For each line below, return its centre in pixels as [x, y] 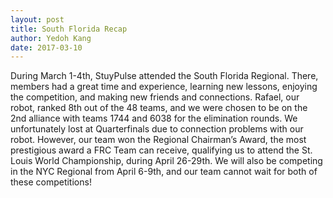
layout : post [37, 19]
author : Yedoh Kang [51, 38]
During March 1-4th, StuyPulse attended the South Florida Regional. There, [164, 76]
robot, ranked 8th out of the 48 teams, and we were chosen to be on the [159, 108]
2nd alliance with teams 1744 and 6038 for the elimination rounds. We [154, 118]
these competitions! [51, 182]
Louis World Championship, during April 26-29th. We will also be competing [166, 161]
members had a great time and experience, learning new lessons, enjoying [164, 87]
